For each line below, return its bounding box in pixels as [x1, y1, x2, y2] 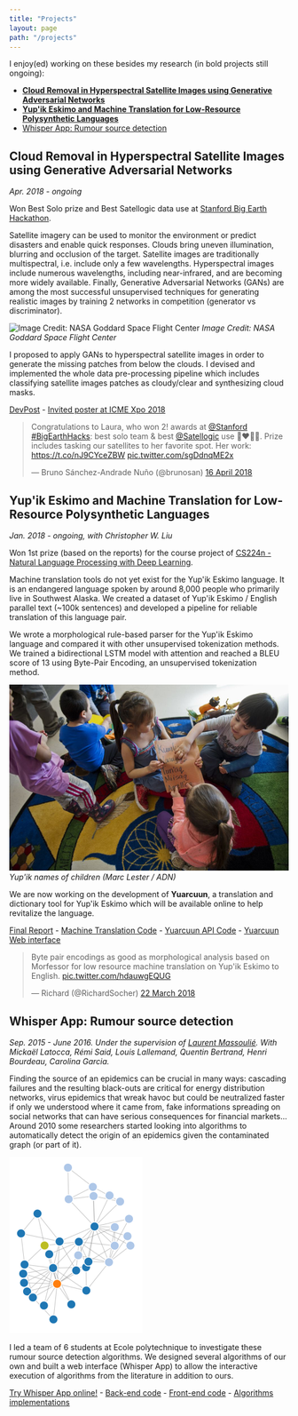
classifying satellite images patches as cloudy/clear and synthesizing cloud [9, 378, 284, 388]
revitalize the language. [9, 908, 95, 919]
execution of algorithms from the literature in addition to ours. [9, 1371, 234, 1381]
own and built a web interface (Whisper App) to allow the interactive [9, 1361, 258, 1372]
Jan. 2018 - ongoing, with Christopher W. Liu [9, 530, 173, 541]
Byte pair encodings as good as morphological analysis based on [30, 951, 271, 963]
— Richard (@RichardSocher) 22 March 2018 [30, 988, 196, 998]
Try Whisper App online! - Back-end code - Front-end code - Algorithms [9, 1388, 274, 1398]
